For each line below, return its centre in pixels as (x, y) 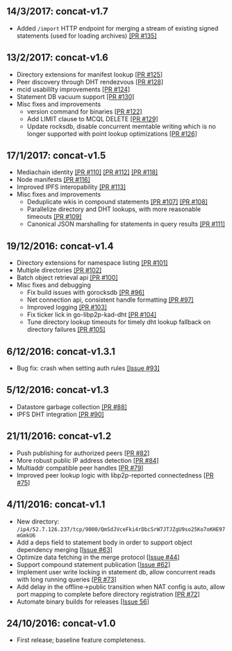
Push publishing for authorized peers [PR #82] (83, 453)
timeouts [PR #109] (54, 217)
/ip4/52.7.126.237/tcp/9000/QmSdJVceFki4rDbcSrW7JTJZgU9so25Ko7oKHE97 (121, 529)
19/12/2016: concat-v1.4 (60, 246)
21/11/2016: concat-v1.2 (59, 436)
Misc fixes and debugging (54, 285)
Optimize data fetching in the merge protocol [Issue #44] (98, 557)
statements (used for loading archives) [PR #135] (86, 36)
